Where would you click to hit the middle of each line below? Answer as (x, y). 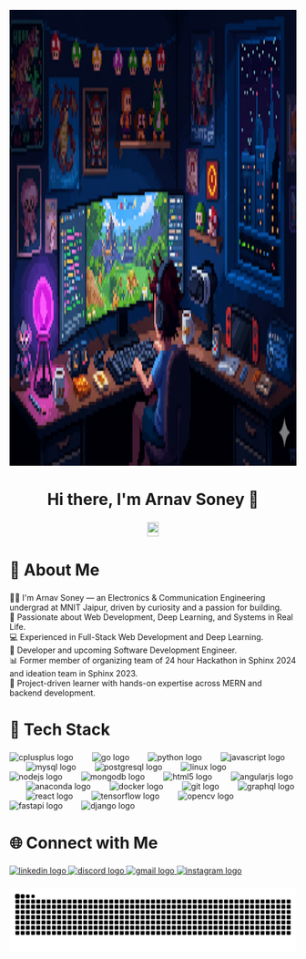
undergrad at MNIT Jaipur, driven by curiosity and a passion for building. (146, 608)
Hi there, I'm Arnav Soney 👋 (153, 500)
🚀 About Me (55, 570)
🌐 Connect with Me (84, 843)
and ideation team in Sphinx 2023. (74, 674)
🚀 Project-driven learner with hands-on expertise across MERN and (136, 684)
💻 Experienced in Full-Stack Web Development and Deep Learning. (137, 637)
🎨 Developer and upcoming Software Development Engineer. (123, 650)
